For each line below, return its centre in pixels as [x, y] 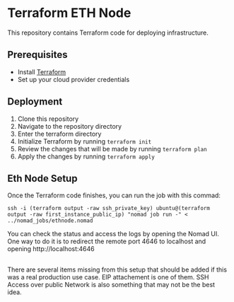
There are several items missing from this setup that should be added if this [117, 269]
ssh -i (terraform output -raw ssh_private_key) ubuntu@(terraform [109, 209]
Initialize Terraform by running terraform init [84, 141]
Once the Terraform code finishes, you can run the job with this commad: [114, 195]
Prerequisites [37, 55]
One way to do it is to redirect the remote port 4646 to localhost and [107, 241]
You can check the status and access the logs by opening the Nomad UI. [113, 234]
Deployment [35, 101]
